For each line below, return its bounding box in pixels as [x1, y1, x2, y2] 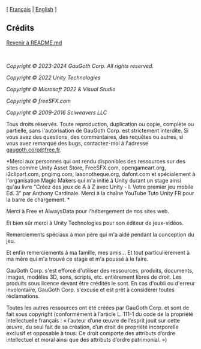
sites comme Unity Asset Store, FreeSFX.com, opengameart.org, [6, 164, 166, 171]
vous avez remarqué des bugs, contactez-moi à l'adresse [6, 139, 149, 147]
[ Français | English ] [6, 6, 57, 13]
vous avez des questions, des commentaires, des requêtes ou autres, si [6, 133, 184, 141]
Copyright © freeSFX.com [6, 97, 71, 105]
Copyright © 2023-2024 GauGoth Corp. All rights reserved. [6, 62, 154, 69]
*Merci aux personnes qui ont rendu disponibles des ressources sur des [6, 157, 186, 165]
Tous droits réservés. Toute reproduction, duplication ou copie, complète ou [6, 120, 194, 127]
